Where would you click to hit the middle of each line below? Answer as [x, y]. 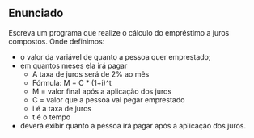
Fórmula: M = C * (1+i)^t [72, 82]
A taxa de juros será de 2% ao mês [91, 74]
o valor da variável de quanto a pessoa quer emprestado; [115, 56]
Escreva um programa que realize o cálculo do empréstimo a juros [119, 32]
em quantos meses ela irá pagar [74, 65]
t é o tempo [51, 117]
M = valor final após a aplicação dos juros [102, 91]
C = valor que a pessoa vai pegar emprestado [108, 99]
